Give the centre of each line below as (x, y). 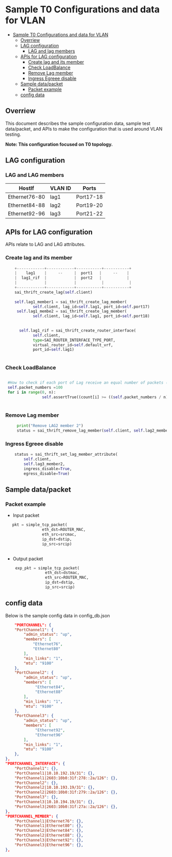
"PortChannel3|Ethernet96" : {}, (49, 845)
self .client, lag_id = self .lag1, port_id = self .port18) (91, 316)
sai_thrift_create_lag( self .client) (54, 292)
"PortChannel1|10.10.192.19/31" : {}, (55, 773)
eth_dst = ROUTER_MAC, (64, 530)
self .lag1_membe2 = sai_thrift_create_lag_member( (72, 311)
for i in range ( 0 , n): (32, 392)
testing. (13, 134)
